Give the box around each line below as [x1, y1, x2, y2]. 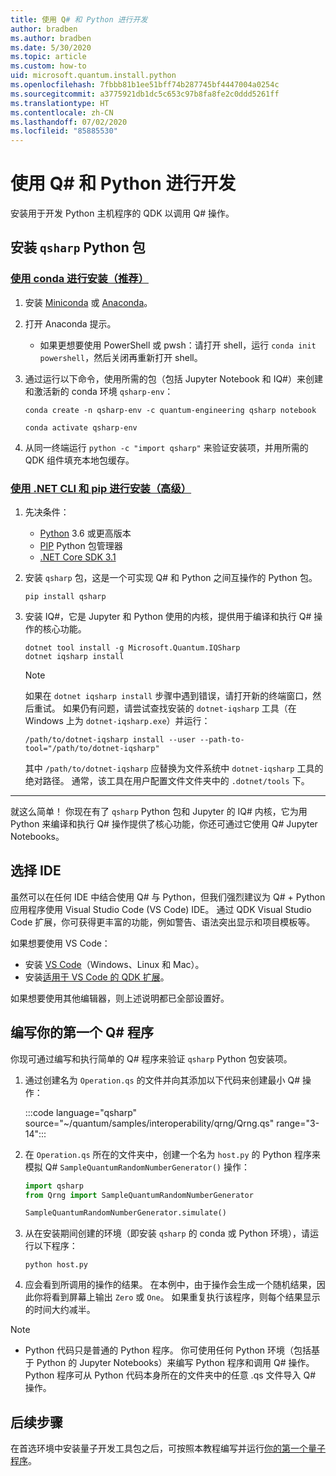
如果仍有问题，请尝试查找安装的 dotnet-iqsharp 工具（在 [62, 702, 297, 715]
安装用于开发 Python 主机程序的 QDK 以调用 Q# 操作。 [10, 207, 235, 220]
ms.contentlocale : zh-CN [10, 107, 114, 118]
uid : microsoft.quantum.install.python [10, 71, 177, 81]
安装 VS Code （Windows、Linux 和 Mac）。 [24, 958, 205, 970]
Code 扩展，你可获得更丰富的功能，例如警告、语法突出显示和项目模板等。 [10, 916, 316, 928]
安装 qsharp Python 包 [10, 239, 146, 256]
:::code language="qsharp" [24, 1106, 138, 1118]
